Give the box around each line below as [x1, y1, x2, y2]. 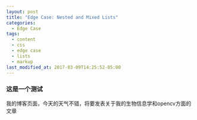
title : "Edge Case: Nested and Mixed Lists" [6, 14, 118, 20]
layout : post [6, 8, 39, 15]
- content [11, 36, 36, 42]
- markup [11, 59, 33, 64]
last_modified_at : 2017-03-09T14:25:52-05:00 [6, 64, 121, 70]
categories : [6, 20, 36, 26]
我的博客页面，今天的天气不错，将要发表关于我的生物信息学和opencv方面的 [6, 100, 192, 107]
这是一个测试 [6, 85, 43, 93]
